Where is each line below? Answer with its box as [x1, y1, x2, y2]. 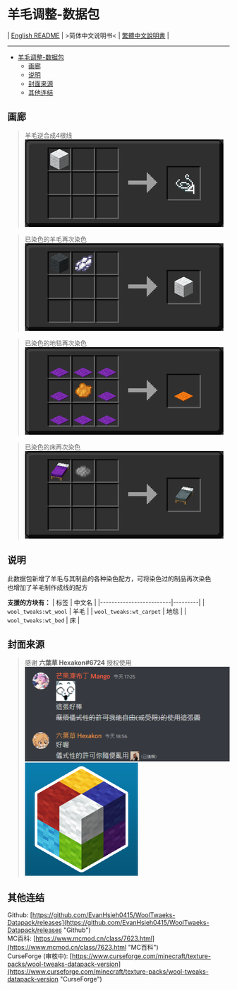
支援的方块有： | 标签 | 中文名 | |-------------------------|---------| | [7, 598, 205, 607]
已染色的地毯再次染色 [24, 339, 87, 347]
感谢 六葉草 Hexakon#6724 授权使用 [24, 658, 132, 667]
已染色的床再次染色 [24, 443, 81, 451]
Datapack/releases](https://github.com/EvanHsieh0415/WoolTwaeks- [7, 918, 209, 926]
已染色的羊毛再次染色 [24, 235, 87, 243]
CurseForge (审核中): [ [7, 952, 73, 960]
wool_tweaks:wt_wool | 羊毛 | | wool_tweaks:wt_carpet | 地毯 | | [7, 607, 187, 615]
